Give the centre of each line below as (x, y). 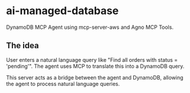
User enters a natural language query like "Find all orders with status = (92, 59)
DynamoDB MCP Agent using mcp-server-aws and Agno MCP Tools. (90, 27)
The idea (23, 46)
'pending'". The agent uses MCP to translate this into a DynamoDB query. (95, 66)
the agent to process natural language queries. (63, 84)
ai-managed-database (63, 11)
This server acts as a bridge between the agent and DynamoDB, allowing (95, 77)
